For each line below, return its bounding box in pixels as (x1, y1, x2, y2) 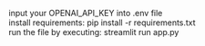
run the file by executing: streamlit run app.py (8, 27, 179, 37)
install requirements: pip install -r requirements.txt (8, 17, 197, 28)
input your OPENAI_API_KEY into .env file (8, 8, 163, 18)
